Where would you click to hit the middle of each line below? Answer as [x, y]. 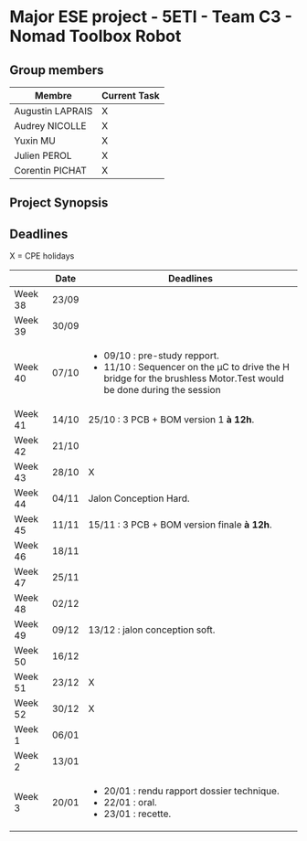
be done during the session [162, 390]
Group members [57, 70]
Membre [54, 96]
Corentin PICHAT [50, 170]
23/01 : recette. [138, 814]
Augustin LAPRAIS [53, 111]
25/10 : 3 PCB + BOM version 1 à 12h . [171, 420]
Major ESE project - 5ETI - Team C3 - [151, 17]
